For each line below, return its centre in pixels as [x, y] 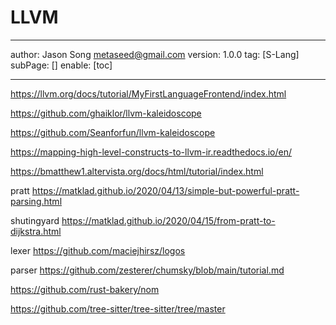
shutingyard [35, 220]
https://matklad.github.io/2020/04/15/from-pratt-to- [168, 220]
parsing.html [36, 201]
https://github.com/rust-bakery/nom [85, 289]
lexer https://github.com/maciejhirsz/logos [98, 250]
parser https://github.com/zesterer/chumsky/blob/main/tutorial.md [147, 270]
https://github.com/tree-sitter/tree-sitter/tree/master [118, 308]
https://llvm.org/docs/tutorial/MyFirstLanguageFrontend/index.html [148, 93]
